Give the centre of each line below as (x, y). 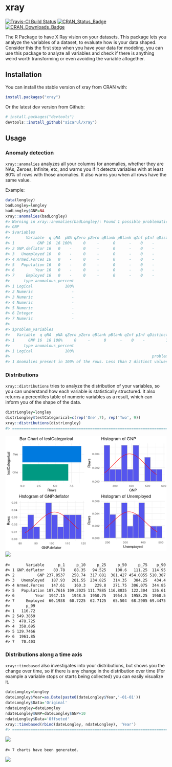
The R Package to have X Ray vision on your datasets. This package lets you (86, 37)
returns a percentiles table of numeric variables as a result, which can (79, 397)
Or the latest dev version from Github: (45, 107)
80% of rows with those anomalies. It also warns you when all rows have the (86, 175)
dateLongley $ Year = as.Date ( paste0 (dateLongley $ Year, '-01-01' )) (73, 697)
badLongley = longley (26, 205)
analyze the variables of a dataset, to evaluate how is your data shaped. (81, 42)
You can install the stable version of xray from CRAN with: (66, 87)
